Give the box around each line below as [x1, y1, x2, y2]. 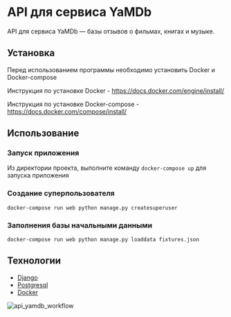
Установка [7, 47, 55, 59]
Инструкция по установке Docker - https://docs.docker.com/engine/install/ [7, 86, 225, 94]
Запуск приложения [7, 148, 80, 158]
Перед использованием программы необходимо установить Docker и [7, 65, 216, 74]
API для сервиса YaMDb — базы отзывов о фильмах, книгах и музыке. [7, 27, 215, 35]
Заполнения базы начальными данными [7, 220, 153, 230]
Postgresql [17, 280, 48, 289]
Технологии [7, 255, 61, 267]
